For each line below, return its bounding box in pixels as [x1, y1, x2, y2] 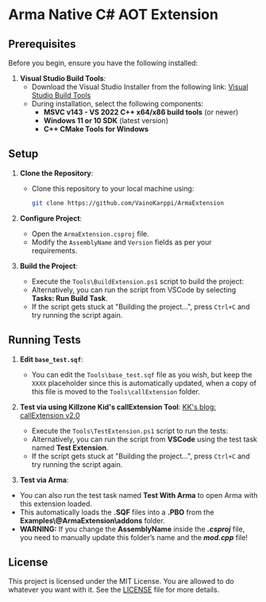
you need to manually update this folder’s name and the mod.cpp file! [19, 532, 249, 542]
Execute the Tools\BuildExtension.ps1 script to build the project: [31, 276, 245, 286]
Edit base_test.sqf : [19, 354, 83, 364]
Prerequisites [8, 37, 76, 51]
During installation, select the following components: [31, 99, 204, 108]
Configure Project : [19, 213, 83, 223]
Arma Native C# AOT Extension [8, 6, 218, 24]
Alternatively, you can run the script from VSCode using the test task [31, 434, 258, 444]
